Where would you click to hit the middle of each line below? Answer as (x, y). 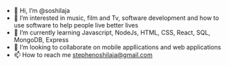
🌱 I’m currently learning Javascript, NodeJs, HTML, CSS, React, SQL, (112, 32)
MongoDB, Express (41, 40)
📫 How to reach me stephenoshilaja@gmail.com (83, 55)
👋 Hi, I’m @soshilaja (42, 11)
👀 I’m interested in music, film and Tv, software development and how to (116, 18)
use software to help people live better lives (76, 25)
